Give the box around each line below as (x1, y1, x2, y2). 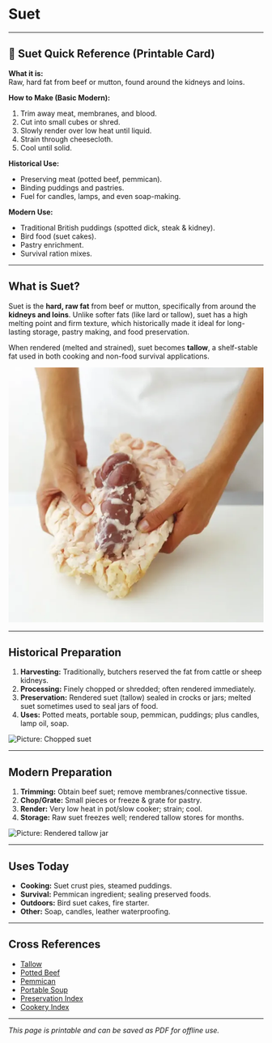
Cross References (8, 938, 101, 952)
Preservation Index (19, 993, 83, 1003)
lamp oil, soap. (19, 719, 70, 728)
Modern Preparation (8, 765, 113, 779)
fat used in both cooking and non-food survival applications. (8, 351, 210, 361)
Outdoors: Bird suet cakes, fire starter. (19, 898, 150, 907)
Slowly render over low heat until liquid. (19, 125, 152, 135)
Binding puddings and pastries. (19, 183, 125, 193)
